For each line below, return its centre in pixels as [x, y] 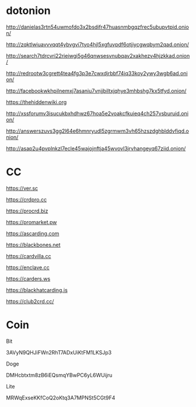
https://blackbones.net [33, 245]
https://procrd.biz [27, 211]
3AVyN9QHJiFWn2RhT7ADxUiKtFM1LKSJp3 [59, 352]
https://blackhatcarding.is [37, 290]
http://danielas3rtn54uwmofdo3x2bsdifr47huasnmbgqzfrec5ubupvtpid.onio [98, 27]
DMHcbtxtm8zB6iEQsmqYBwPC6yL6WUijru [59, 375]
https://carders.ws [28, 279]
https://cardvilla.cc [29, 256]
